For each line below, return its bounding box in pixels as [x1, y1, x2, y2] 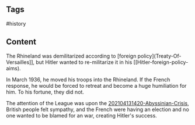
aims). [6, 65, 22, 72]
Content [6, 37, 37, 47]
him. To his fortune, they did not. [6, 88, 85, 95]
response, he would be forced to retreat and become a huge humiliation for [6, 82, 187, 89]
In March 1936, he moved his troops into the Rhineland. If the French [6, 76, 170, 83]
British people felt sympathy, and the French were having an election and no [6, 106, 190, 113]
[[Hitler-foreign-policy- [133, 58, 189, 66]
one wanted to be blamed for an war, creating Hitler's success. [6, 112, 158, 119]
